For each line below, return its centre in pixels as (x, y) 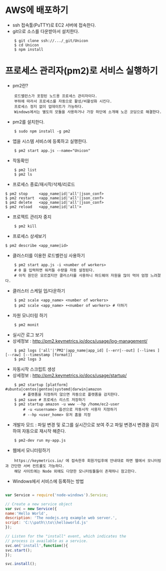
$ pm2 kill (25, 226)
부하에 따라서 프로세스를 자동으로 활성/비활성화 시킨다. (63, 101)
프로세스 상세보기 (29, 236)
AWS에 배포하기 (37, 10)
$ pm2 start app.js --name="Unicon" (52, 150)
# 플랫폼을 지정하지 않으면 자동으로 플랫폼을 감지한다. (71, 394)
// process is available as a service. (47, 541)
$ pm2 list (25, 170)
